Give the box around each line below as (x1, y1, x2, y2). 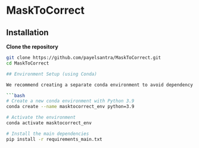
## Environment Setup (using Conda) (6, 71, 97, 77)
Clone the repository (6, 43, 58, 50)
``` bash (6, 92, 26, 98)
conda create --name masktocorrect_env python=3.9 (6, 104, 135, 110)
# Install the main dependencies (6, 131, 89, 137)
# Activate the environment (6, 115, 76, 121)
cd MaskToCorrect (6, 60, 49, 66)
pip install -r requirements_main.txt (6, 136, 102, 142)
